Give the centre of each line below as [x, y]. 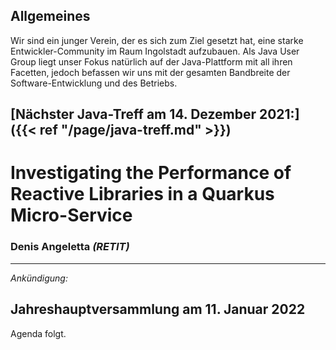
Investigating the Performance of [151, 173]
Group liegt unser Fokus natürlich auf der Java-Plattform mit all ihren [151, 61]
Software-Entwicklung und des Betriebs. [94, 83]
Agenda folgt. [38, 333]
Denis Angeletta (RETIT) [70, 247]
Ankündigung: [39, 278]
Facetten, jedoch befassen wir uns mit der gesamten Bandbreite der [150, 72]
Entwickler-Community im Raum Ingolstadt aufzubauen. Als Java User [155, 51]
